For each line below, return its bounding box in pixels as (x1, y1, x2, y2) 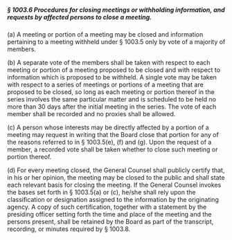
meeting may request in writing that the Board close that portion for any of (7, 130, 220, 138)
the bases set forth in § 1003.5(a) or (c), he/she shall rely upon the (7, 187, 196, 196)
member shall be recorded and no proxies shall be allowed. (7, 109, 176, 118)
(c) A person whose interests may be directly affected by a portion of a (7, 123, 209, 131)
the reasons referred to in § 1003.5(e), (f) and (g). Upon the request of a (7, 138, 212, 146)
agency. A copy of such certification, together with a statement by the (7, 203, 207, 211)
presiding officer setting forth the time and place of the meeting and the (7, 210, 212, 218)
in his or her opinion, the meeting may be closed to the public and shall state (7, 173, 225, 181)
